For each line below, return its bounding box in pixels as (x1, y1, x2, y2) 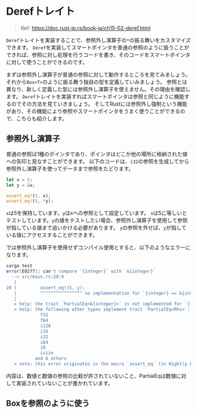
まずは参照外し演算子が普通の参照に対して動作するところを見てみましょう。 (6, 71, 191, 78)
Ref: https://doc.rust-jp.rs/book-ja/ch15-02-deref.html (20, 24, 151, 32)
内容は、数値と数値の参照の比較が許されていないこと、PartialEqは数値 (6, 372, 176, 379)
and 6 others (35, 356, 67, 361)
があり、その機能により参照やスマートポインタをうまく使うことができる (6, 107, 181, 114)
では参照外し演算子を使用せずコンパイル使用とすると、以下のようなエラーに (6, 244, 191, 251)
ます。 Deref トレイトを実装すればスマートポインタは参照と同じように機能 (6, 93, 185, 100)
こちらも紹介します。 (16, 115, 67, 122)
